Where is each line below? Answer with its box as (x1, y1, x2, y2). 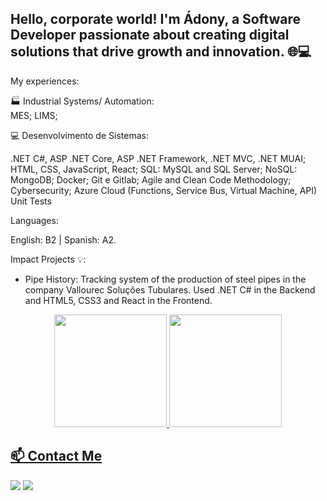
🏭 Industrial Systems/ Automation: (10, 95, 155, 107)
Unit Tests (10, 195, 52, 207)
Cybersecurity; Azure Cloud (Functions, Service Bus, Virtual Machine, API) (10, 184, 318, 196)
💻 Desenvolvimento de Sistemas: (10, 129, 149, 141)
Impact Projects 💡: (10, 253, 87, 265)
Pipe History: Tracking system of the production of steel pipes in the (24, 273, 307, 285)
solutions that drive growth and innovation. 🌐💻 (10, 43, 312, 61)
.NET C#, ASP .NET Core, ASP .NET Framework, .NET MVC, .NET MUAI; (10, 152, 307, 164)
